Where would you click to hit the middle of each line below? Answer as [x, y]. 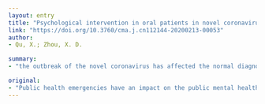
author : [21, 37]
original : [24, 80]
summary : [22, 59]
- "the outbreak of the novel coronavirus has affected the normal [121, 67]
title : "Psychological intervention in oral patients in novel [114, 23]
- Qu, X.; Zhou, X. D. [45, 45]
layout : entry [32, 15]
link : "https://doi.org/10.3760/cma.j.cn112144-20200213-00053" [116, 30]
